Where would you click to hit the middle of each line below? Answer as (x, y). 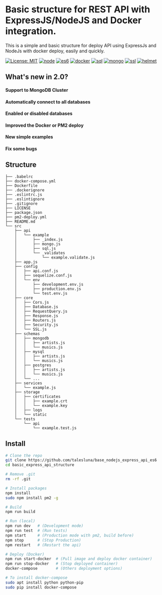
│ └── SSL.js (31, 329)
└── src (14, 226)
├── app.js (26, 262)
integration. (31, 31)
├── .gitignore (22, 204)
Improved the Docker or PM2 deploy (44, 125)
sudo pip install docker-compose (41, 587)
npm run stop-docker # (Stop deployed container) (62, 564)
